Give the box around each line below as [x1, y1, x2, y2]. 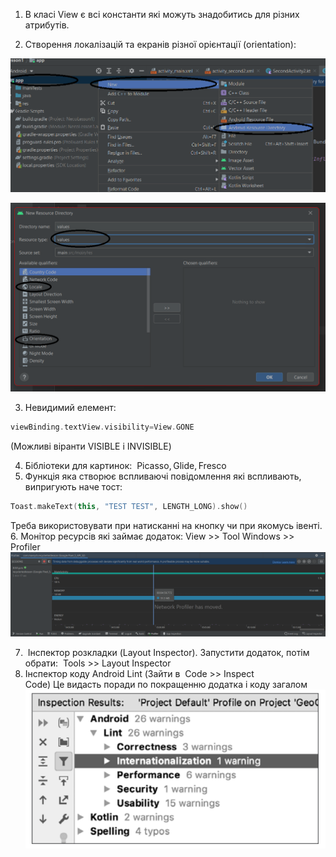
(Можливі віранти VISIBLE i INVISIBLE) [10, 440, 172, 452]
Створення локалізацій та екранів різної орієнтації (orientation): [24, 39, 297, 50]
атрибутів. [24, 19, 70, 31]
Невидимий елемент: [24, 401, 117, 413]
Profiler [10, 540, 41, 553]
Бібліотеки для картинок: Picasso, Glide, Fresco [24, 459, 227, 471]
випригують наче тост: [24, 480, 123, 493]
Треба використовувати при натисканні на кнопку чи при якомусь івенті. [10, 519, 323, 531]
